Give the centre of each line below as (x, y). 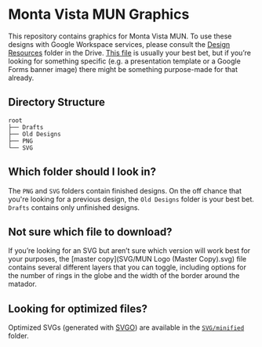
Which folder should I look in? (82, 172)
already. (21, 78)
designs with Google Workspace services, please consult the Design (119, 44)
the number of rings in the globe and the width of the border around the (124, 276)
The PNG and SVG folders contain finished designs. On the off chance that (125, 190)
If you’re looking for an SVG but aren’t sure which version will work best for (129, 251)
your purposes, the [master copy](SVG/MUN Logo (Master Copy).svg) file (127, 259)
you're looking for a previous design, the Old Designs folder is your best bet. (131, 199)
